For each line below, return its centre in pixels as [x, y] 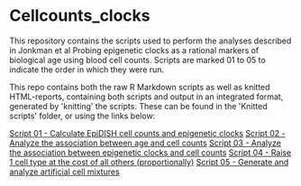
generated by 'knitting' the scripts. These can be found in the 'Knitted [138, 106]
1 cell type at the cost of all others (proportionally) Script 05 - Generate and [149, 162]
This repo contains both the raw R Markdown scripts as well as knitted [140, 87]
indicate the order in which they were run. [87, 70]
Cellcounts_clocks [80, 16]
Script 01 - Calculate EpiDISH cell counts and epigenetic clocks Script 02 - [147, 133]
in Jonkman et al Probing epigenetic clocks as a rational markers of [134, 50]
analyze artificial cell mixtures [64, 172]
